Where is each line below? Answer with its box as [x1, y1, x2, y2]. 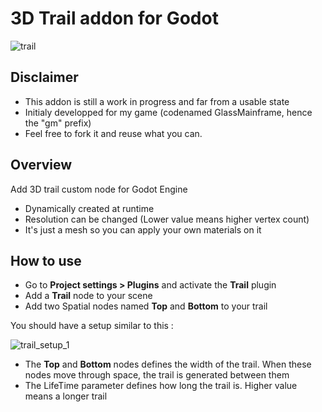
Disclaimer [10, 69, 79, 86]
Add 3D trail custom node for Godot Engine [10, 183, 188, 195]
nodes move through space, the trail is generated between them [24, 369, 290, 381]
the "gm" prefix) [24, 117, 92, 129]
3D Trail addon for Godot [10, 7, 219, 30]
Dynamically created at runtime [24, 202, 155, 214]
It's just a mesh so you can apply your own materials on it [24, 223, 262, 236]
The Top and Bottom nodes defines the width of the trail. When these [24, 358, 312, 371]
